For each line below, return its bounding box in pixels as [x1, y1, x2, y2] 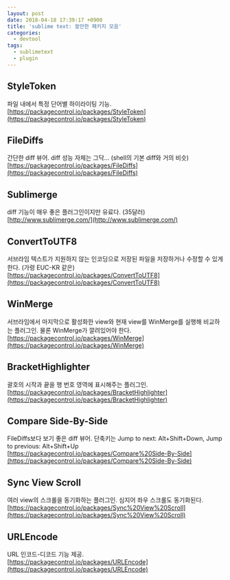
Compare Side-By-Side [7, 415, 108, 427]
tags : [7, 42, 23, 49]
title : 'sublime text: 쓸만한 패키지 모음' [7, 23, 122, 30]
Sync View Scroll [7, 477, 81, 488]
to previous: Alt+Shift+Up [7, 442, 79, 450]
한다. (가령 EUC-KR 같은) [7, 263, 76, 271]
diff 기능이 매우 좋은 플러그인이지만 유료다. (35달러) [7, 208, 146, 216]
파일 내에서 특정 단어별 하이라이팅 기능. [7, 99, 112, 107]
